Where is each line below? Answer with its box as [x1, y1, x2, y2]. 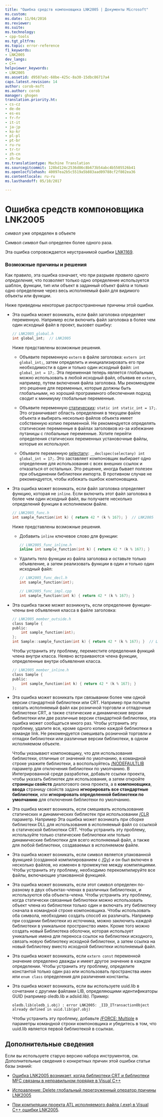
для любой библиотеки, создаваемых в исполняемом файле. [12, 842, 140, 848]
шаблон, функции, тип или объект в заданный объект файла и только [5, 283, 149, 288]
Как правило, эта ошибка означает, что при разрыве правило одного [5, 272, 149, 278]
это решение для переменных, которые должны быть [19, 385, 131, 391]
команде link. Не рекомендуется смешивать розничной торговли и [12, 730, 151, 736]
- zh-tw [5, 156, 21, 161]
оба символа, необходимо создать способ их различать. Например [12, 913, 154, 918]
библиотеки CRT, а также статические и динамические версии [12, 710, 144, 716]
